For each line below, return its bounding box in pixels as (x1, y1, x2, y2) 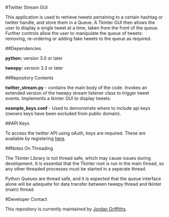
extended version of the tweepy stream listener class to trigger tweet (5, 90, 149, 96)
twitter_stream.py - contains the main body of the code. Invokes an (5, 84, 148, 91)
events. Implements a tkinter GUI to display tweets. (5, 96, 111, 101)
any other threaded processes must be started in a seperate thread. (5, 166, 147, 171)
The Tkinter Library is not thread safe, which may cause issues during (5, 155, 151, 161)
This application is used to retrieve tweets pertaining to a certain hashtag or (5, 14, 163, 20)
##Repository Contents (5, 75, 54, 80)
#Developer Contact (5, 196, 48, 202)
